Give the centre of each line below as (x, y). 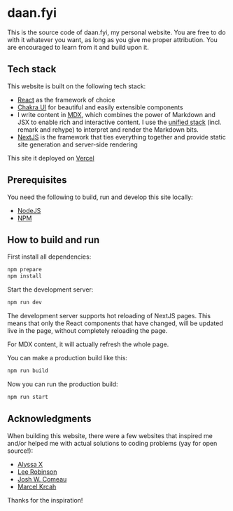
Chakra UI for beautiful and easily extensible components (100, 107)
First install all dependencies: (49, 257)
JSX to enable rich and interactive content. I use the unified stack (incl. (119, 122)
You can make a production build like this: (68, 358)
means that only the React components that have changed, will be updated (115, 323)
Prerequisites (37, 180)
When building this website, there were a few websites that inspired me (110, 435)
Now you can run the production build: (63, 384)
